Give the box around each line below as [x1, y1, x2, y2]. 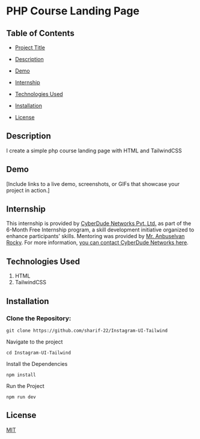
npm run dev [6, 394, 36, 400]
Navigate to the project [6, 338, 63, 345]
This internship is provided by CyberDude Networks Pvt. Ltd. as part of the [6, 220, 192, 227]
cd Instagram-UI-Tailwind [6, 350, 71, 356]
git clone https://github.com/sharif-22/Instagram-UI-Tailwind [6, 327, 168, 333]
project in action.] [6, 187, 50, 194]
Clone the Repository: [6, 314, 71, 322]
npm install [6, 372, 36, 378]
